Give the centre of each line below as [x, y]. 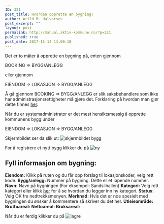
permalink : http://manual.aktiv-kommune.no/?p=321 [58, 32]
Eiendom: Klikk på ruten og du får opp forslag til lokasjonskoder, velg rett [79, 175]
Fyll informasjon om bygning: [51, 163]
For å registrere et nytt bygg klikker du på [47, 148]
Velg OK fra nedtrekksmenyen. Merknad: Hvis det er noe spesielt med [77, 196]
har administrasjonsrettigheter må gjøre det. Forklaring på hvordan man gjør [82, 99]
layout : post [18, 28]
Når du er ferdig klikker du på [35, 216]
